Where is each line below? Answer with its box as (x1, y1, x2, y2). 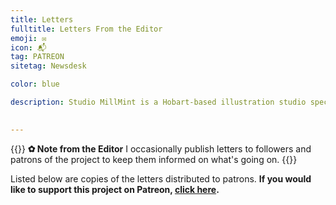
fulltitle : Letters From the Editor (10, 24, 163, 34)
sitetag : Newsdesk (10, 61, 87, 71)
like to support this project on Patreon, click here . (10, 183, 220, 195)
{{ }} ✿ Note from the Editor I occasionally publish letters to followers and (10, 142, 312, 155)
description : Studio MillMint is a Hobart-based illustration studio (10, 97, 307, 107)
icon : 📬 (10, 42, 47, 53)
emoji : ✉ (10, 33, 47, 43)
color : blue (10, 79, 60, 90)
